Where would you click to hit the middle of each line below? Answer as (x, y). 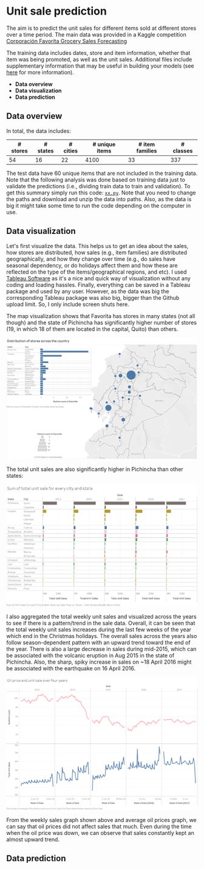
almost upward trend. (33, 839)
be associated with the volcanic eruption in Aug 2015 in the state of (90, 655)
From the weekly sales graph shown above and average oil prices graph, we (102, 820)
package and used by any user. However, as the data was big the (88, 291)
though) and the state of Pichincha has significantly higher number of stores (102, 322)
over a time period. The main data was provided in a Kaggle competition (96, 34)
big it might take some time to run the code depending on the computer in (99, 206)
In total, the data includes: (39, 131)
